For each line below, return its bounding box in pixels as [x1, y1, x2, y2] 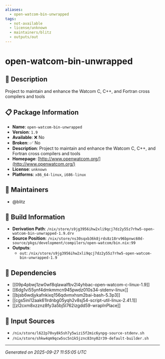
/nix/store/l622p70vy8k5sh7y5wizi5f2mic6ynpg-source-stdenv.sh [12, 331, 145, 335]
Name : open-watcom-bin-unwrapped [12, 124, 82, 130]
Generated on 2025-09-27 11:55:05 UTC [5, 349, 87, 355]
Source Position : [12, 235, 47, 241]
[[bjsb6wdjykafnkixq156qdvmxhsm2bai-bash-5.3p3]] [12, 292, 120, 298]
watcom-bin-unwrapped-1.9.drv [12, 231, 75, 236]
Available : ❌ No [12, 134, 45, 140]
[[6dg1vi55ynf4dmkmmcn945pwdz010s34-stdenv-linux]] [12, 287, 129, 293]
